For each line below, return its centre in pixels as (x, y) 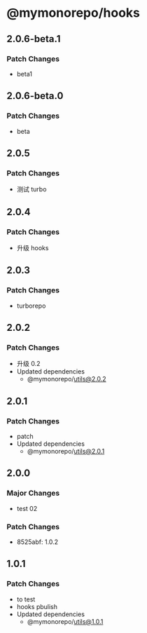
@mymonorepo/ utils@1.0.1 (65, 621)
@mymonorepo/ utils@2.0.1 (66, 451)
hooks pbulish (37, 606)
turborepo (31, 306)
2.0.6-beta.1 (34, 39)
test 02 (27, 508)
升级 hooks (33, 247)
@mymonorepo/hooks (73, 13)
